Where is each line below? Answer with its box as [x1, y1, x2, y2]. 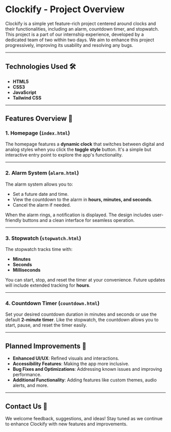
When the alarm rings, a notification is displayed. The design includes [5, 212, 151, 218]
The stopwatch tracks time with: [5, 246, 73, 252]
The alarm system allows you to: [5, 181, 73, 187]
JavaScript [12, 89, 37, 95]
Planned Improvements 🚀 [5, 342, 87, 350]
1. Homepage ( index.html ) [5, 130, 70, 137]
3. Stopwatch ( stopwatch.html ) [5, 235, 81, 242]
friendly [5, 217, 22, 223]
